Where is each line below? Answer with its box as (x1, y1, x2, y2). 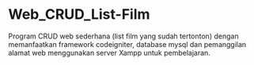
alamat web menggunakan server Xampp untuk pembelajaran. (8, 48, 211, 57)
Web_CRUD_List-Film (8, 5, 150, 23)
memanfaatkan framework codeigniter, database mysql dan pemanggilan (8, 39, 247, 49)
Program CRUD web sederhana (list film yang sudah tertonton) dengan (8, 31, 239, 41)
